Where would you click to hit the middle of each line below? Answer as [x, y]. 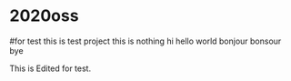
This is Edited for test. [50, 68]
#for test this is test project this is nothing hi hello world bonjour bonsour [145, 41]
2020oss [44, 16]
